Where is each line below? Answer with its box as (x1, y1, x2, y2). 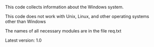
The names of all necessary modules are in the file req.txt (5, 28, 122, 33)
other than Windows (5, 19, 46, 24)
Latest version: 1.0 (5, 37, 42, 43)
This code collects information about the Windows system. (5, 4, 124, 10)
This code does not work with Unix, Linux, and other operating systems (5, 14, 150, 19)
